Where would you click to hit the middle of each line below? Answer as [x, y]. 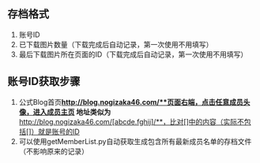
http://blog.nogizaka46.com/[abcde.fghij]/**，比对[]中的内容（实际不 [131, 121]
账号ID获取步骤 [44, 81]
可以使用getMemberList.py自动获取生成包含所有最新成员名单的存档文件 [135, 141]
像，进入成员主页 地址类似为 [65, 112]
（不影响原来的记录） [53, 151]
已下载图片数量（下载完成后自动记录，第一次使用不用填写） [116, 44]
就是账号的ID [59, 132]
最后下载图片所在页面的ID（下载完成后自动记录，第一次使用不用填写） [133, 54]
